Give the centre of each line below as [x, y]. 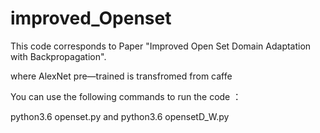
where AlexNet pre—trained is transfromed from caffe [121, 76]
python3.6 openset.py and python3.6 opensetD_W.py [120, 116]
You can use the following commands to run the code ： [126, 96]
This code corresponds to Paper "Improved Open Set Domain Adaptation [161, 46]
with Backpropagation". [58, 56]
